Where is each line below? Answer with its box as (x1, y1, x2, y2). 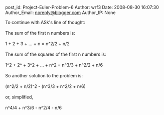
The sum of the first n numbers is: (5, 30, 75, 36)
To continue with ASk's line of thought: (5, 20, 85, 25)
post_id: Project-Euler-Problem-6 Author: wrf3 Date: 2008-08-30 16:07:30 (5, 5, 159, 10)
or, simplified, (5, 94, 34, 100)
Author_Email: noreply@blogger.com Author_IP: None (5, 10, 116, 16)
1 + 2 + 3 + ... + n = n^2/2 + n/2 (5, 41, 70, 47)
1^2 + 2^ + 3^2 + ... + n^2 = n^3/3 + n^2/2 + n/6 (5, 62, 103, 68)
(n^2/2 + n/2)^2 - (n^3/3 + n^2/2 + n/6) (5, 83, 86, 89)
